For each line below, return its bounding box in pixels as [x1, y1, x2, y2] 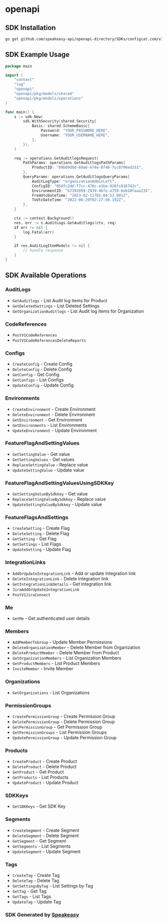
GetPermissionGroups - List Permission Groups [12, 729, 107, 735]
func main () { [5, 109, 35, 114]
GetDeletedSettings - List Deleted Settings [12, 303, 100, 309]
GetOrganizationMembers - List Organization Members [12, 655, 122, 661]
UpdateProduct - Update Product [12, 780, 79, 786]
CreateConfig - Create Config [12, 361, 73, 367]
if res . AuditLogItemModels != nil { [14, 243, 90, 248]
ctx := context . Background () [14, 216, 75, 221]
